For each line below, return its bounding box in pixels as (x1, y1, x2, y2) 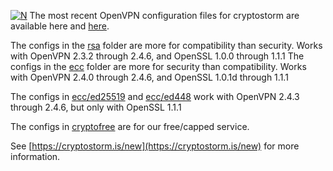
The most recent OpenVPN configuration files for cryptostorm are (29, 10, 300, 21)
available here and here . (10, 20, 110, 32)
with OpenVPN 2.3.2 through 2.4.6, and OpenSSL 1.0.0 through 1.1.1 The (10, 50, 305, 62)
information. (10, 151, 61, 162)
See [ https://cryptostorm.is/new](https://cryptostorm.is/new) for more (10, 140, 300, 152)
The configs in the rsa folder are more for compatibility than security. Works (10, 40, 323, 51)
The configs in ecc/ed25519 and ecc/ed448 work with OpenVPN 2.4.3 (10, 91, 300, 102)
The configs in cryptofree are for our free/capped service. (10, 121, 250, 132)
